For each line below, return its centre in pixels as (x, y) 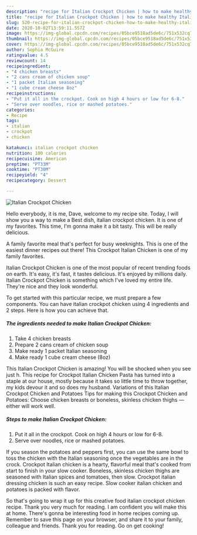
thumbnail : (19, 39)
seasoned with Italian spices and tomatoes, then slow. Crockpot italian (91, 477)
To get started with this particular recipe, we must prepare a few (84, 298)
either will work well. (31, 406)
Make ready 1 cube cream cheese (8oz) (62, 357)
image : (14, 33)
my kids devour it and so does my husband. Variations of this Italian (88, 387)
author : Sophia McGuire (35, 50)
